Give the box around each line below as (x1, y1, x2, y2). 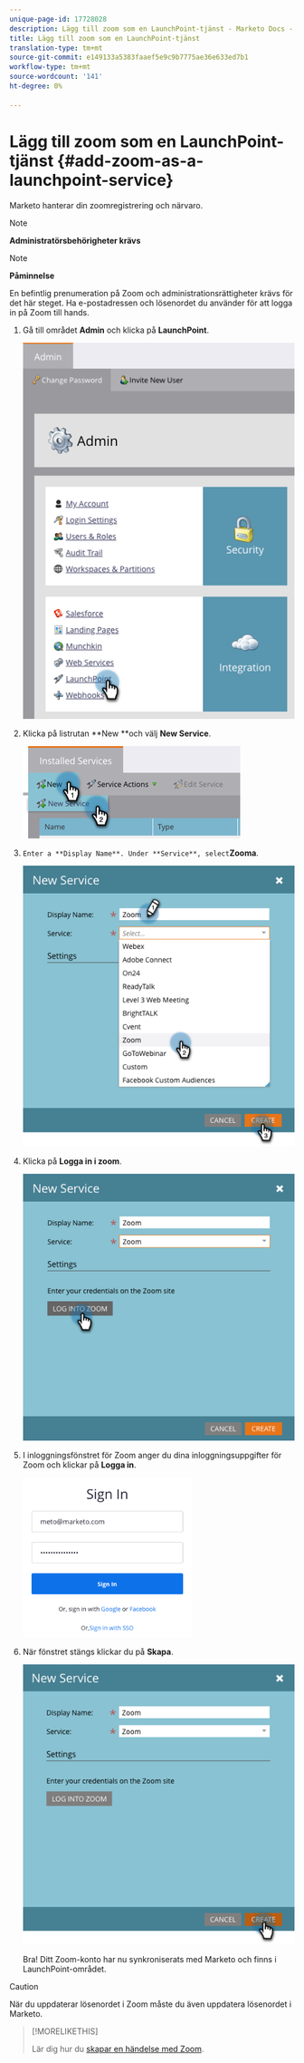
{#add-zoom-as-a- (57, 150, 204, 171)
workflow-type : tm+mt (9, 63, 91, 72)
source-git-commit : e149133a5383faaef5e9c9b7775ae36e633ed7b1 (9, 53, 249, 63)
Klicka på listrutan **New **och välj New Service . (22, 728, 212, 739)
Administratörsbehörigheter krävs (9, 235, 141, 246)
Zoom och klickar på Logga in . (22, 1459, 138, 1470)
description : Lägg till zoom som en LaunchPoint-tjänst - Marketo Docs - (9, 24, 294, 34)
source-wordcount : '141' (9, 73, 103, 82)
